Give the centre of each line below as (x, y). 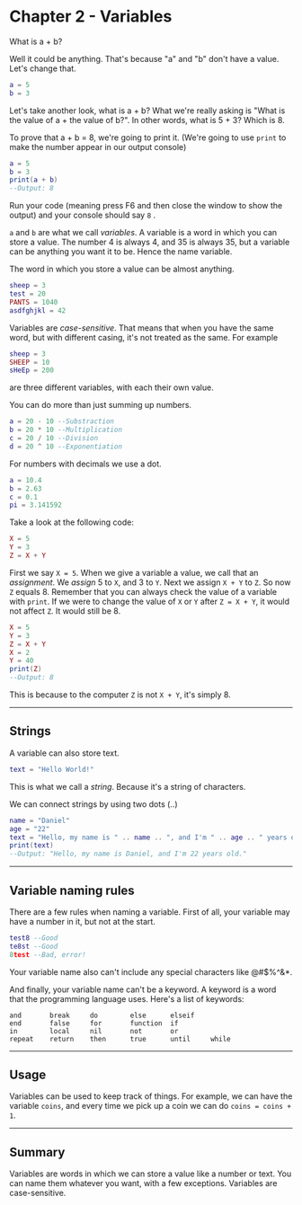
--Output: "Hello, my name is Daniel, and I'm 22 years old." (128, 854)
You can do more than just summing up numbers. (100, 405)
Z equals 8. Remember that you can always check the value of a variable (143, 591)
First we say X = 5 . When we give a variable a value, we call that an (134, 572)
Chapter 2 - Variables (91, 17)
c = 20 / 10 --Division (54, 439)
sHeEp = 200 (31, 370)
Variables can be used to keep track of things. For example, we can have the (151, 1096)
